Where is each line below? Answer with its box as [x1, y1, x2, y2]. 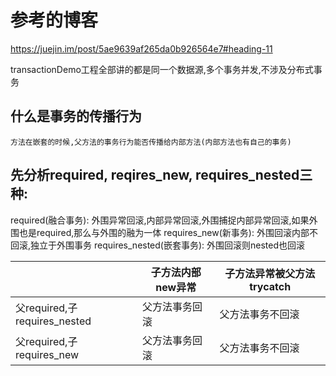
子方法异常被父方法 [224, 266, 316, 280]
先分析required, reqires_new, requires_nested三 [10, 167, 313, 184]
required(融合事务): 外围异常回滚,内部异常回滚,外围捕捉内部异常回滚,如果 [10, 214, 310, 226]
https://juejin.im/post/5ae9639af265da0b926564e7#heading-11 [10, 42, 273, 55]
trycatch [249, 279, 292, 293]
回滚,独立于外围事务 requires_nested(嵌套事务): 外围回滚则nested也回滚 [10, 239, 306, 251]
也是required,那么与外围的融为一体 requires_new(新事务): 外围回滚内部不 [18, 226, 318, 238]
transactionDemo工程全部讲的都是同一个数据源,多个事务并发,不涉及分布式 [10, 63, 314, 75]
